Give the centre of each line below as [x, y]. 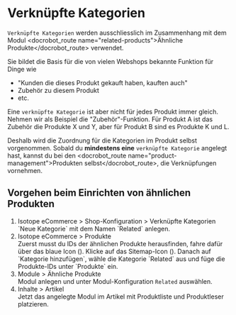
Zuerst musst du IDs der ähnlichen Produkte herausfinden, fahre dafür [120, 243]
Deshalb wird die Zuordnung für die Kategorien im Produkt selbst [102, 140]
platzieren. [33, 304]
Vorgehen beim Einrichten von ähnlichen [99, 193]
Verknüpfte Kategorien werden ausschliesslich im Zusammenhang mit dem [117, 33]
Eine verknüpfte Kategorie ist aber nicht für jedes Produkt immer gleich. [113, 111]
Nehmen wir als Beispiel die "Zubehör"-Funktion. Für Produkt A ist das [110, 119]
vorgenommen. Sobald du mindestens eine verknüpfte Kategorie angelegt [117, 148]
